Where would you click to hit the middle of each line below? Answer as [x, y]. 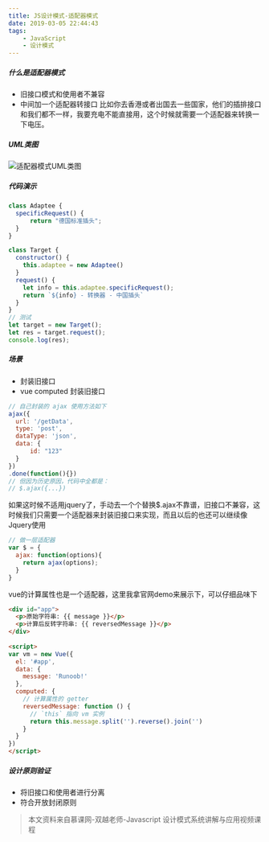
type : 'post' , [39, 429]
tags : [17, 31]
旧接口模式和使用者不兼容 [62, 94]
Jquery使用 [27, 525]
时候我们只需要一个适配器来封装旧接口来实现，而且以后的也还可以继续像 [128, 515]
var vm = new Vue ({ [41, 654]
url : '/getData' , [45, 421]
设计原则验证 [29, 770]
